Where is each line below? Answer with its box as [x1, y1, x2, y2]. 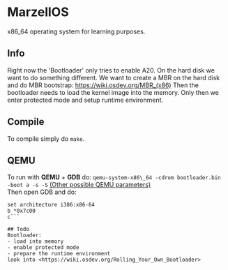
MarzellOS [7, 4, 69, 20]
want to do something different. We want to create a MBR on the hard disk [7, 73, 220, 82]
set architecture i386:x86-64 [7, 202, 96, 209]
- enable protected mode [7, 244, 79, 251]
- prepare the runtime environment [7, 250, 111, 257]
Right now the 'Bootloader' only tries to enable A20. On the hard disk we [7, 66, 215, 74]
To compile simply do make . [7, 134, 85, 143]
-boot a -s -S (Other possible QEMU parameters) [7, 181, 151, 189]
